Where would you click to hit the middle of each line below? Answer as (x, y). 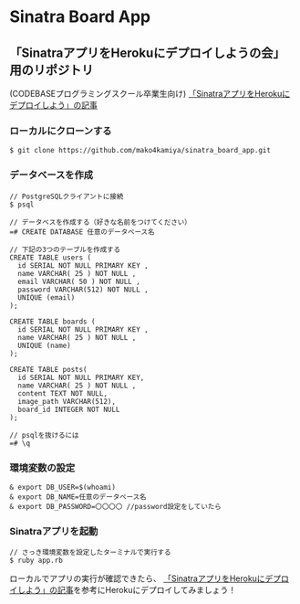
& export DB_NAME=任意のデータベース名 (78, 497)
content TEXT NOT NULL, (62, 393)
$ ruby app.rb (36, 561)
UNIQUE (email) (47, 297)
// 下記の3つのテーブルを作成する (65, 249)
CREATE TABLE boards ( (52, 322)
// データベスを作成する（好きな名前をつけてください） (100, 222)
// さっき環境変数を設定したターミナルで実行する (90, 553)
